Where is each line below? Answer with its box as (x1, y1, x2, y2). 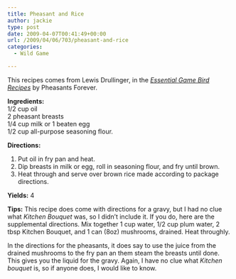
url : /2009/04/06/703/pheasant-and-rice (7, 37, 129, 44)
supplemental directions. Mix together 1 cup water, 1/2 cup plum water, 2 (7, 219, 220, 228)
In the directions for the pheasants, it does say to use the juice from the (7, 241, 217, 249)
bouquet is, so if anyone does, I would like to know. (7, 263, 157, 272)
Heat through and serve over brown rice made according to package (17, 170, 219, 178)
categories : (7, 43, 43, 50)
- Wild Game (14, 50, 50, 58)
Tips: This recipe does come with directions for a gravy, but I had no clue (7, 204, 222, 213)
